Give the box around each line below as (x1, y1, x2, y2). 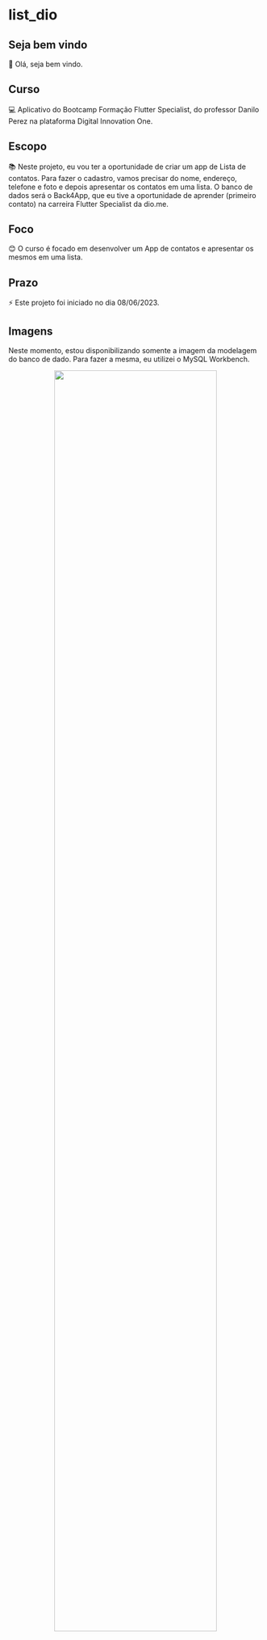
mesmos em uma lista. (8, 252, 83, 262)
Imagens (8, 324, 53, 338)
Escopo (8, 140, 47, 154)
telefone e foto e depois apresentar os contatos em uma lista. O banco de (8, 182, 253, 192)
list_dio (8, 6, 58, 24)
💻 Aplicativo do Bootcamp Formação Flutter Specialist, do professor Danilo (8, 104, 260, 114)
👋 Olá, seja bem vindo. (8, 59, 83, 69)
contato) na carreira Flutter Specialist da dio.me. (8, 199, 169, 209)
